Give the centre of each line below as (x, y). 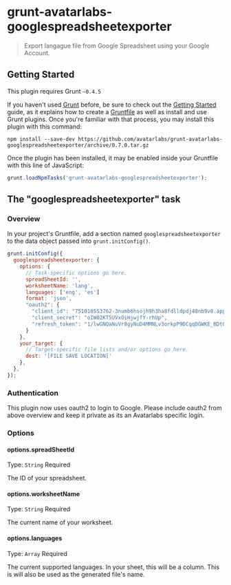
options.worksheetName (44, 493)
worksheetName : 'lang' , (59, 286)
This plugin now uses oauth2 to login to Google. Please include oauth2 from (114, 408)
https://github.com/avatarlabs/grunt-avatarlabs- (151, 139)
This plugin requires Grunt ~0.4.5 (54, 91)
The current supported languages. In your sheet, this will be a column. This (113, 567)
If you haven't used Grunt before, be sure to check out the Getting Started (112, 105)
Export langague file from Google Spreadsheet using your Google (117, 45)
